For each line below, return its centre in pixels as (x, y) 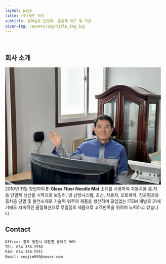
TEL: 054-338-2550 (24, 247)
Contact (18, 230)
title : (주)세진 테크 (25, 16)
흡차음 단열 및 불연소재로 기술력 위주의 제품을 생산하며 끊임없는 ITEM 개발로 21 (81, 201)
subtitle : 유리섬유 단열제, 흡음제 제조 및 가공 (48, 21)
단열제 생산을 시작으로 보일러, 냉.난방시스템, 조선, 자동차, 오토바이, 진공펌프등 (84, 195)
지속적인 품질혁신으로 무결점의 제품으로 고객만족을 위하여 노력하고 (82, 207)
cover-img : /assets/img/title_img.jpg (45, 26)
